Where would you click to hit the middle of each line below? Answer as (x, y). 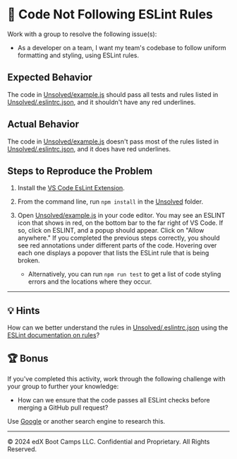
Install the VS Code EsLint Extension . (71, 188)
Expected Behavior (50, 77)
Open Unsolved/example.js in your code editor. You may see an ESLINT (121, 216)
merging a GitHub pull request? (63, 407)
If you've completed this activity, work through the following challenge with (116, 379)
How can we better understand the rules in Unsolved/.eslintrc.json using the (118, 327)
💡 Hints (24, 310)
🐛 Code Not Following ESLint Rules (110, 14)
